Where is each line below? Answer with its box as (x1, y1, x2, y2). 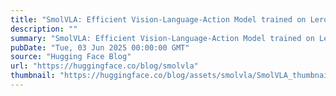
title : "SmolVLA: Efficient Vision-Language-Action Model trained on (10, 14, 307, 25)
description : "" (10, 24, 78, 34)
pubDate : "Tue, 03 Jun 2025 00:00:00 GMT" (10, 42, 190, 53)
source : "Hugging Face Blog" (10, 52, 132, 62)
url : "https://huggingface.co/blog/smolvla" (10, 61, 199, 71)
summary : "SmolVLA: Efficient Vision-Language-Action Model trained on (10, 33, 315, 43)
